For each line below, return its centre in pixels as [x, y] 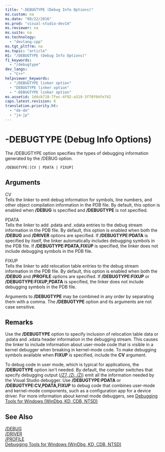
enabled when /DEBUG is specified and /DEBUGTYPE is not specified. [76, 210]
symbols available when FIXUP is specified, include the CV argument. [76, 355]
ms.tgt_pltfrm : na [24, 46]
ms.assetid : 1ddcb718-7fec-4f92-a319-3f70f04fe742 [58, 97]
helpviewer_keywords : [27, 78]
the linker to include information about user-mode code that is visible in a [79, 345]
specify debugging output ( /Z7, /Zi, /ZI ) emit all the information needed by [80, 375]
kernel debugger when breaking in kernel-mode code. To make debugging [81, 350]
